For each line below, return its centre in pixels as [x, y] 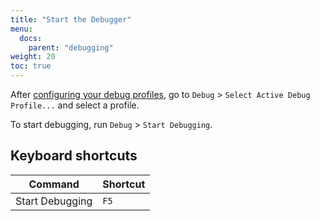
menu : [21, 29]
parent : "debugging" [71, 47]
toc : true [31, 66]
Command [54, 184]
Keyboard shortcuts [74, 156]
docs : [31, 38]
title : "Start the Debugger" [71, 19]
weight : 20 [33, 57]
